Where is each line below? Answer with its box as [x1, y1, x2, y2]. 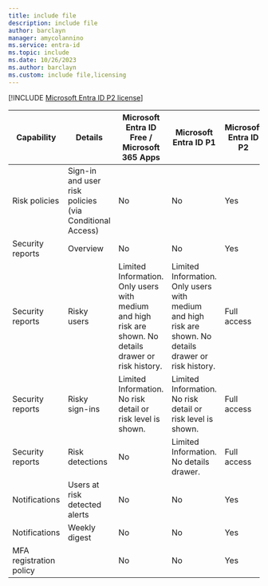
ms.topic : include [8, 49, 69, 57]
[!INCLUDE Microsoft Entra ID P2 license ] [8, 92, 144, 102]
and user [67, 175, 101, 186]
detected [67, 499, 102, 510]
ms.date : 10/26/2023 [8, 57, 77, 65]
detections [67, 456, 108, 467]
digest [67, 532, 92, 543]
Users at [67, 479, 100, 490]
